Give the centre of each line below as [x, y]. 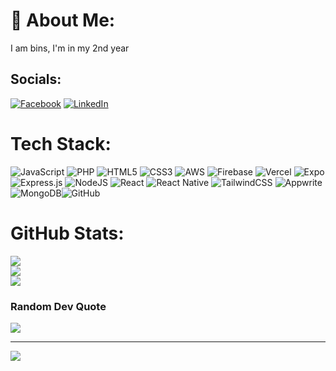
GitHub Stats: [67, 233]
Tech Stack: [61, 143]
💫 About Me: [63, 20]
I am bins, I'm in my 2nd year [70, 48]
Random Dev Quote [58, 306]
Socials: [36, 79]
